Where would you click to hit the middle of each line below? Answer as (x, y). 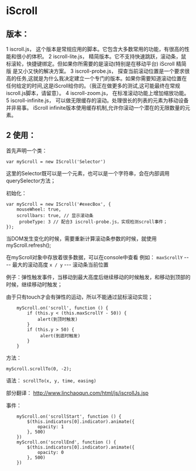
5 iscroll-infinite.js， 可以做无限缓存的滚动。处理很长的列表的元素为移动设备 (97, 100)
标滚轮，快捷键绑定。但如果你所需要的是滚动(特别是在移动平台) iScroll (90, 64)
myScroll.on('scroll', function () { (63, 308)
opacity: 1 (51, 426)
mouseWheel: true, (39, 209)
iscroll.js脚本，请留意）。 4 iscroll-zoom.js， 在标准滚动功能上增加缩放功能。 (98, 93)
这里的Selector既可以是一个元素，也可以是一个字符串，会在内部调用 (88, 173)
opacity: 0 (51, 452)
